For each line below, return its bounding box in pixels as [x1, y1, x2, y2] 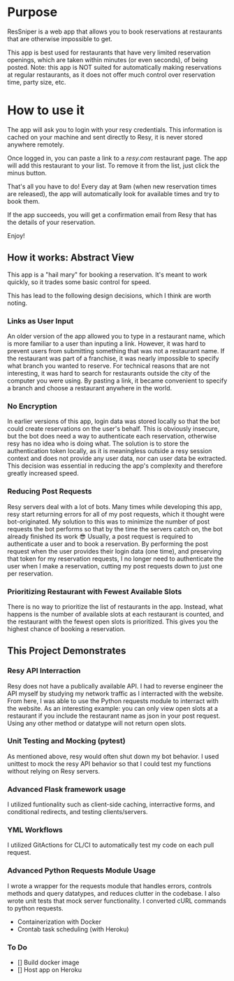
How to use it [7, 103, 85, 119]
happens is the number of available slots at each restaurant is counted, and [7, 610, 224, 618]
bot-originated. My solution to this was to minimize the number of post [7, 517, 210, 526]
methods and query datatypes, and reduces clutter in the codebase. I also [7, 889, 221, 897]
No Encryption [7, 401, 57, 411]
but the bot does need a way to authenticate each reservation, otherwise [7, 432, 217, 441]
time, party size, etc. [7, 78, 66, 86]
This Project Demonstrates [7, 645, 126, 657]
